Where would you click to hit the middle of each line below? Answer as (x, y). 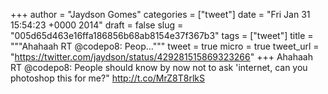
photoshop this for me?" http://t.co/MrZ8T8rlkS (107, 78)
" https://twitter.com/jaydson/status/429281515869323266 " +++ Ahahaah (161, 57)
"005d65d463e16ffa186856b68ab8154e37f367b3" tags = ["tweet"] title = (162, 35)
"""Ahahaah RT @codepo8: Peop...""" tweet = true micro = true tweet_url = (165, 46)
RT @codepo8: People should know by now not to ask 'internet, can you (159, 67)
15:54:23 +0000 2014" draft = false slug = (97, 25)
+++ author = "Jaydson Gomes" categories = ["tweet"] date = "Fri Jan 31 (160, 14)
